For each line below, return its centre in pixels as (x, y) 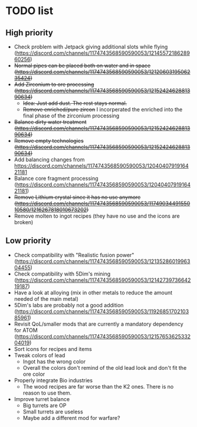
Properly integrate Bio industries (53, 380)
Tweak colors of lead (40, 355)
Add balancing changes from (49, 160)
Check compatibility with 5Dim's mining (62, 274)
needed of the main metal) (46, 298)
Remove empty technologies (49, 141)
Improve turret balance (42, 399)
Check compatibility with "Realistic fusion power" (74, 255)
